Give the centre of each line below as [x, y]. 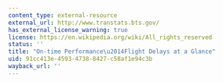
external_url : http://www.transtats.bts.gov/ [84, 23]
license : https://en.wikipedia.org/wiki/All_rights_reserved [110, 37]
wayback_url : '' [35, 66]
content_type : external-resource [63, 15]
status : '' [26, 45]
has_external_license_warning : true [68, 30]
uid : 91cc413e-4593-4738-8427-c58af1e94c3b [80, 59]
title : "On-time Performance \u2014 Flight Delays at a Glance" [112, 52]
